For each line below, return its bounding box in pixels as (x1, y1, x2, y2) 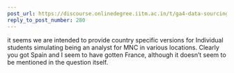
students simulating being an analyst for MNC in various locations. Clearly (7, 43, 219, 51)
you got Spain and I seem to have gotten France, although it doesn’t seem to (7, 50, 226, 59)
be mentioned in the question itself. (7, 58, 109, 66)
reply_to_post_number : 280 (7, 17, 86, 24)
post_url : (7, 10, 36, 17)
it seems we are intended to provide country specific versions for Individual (7, 35, 224, 44)
